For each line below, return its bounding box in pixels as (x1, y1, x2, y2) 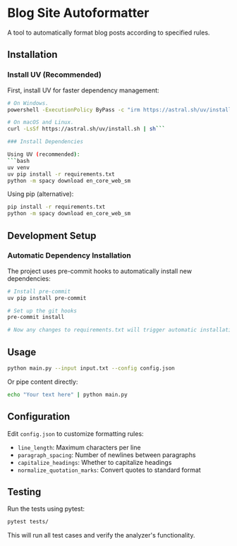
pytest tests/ (7, 518, 49, 526)
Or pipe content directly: (7, 377, 78, 386)
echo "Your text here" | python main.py (7, 391, 128, 398)
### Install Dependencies (7, 138, 83, 145)
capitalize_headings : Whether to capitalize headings (17, 458, 172, 466)
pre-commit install (7, 314, 65, 321)
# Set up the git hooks (7, 307, 78, 315)
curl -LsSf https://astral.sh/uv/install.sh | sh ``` (7, 126, 166, 133)
